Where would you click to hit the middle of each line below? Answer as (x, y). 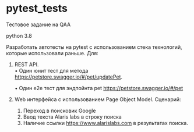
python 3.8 (19, 35)
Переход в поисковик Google (59, 110)
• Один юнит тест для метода (51, 70)
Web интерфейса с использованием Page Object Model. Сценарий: (98, 99)
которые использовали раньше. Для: (52, 53)
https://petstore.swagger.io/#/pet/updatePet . (68, 77)
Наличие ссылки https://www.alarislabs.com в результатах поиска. (105, 123)
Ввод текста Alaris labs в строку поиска (73, 117)
